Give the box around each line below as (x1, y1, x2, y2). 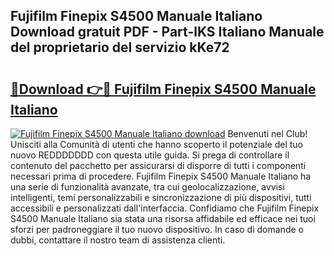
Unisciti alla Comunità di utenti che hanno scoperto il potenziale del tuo (10, 139, 303, 150)
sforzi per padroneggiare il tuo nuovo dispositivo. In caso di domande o (10, 224, 304, 235)
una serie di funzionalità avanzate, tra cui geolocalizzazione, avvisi (10, 181, 285, 193)
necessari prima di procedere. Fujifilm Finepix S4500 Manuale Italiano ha (10, 170, 312, 182)
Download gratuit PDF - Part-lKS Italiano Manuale (10, 24, 325, 41)
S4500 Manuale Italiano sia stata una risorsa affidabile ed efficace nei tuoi (10, 213, 316, 224)
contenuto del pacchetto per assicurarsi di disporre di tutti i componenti (10, 160, 307, 171)
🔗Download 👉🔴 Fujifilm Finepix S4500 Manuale (10, 80, 317, 98)
